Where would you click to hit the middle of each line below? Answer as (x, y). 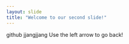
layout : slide (24, 12)
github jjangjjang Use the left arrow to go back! (65, 34)
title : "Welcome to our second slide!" (57, 17)
